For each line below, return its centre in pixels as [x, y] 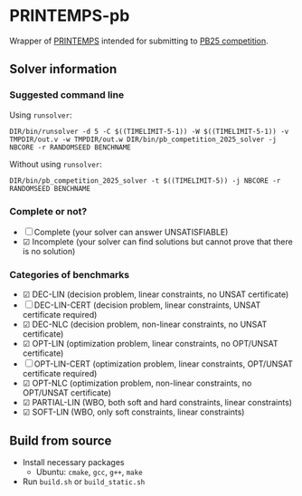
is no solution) [49, 251]
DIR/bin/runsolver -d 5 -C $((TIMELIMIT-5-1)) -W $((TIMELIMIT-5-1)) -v [149, 131]
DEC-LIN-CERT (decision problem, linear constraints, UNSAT [147, 305]
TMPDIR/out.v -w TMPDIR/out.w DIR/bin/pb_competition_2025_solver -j [143, 139]
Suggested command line [67, 95]
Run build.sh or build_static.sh [84, 482]
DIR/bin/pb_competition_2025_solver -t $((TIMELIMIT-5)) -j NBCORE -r [145, 181]
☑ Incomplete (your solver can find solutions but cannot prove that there [158, 242]
